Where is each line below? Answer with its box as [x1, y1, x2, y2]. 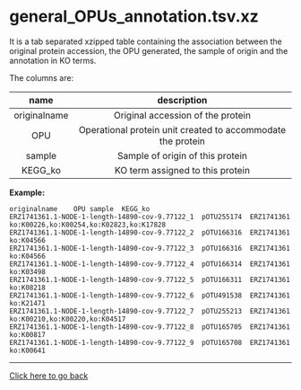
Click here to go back [9, 370, 89, 381]
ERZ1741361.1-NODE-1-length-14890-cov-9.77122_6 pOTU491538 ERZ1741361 [9, 290, 291, 300]
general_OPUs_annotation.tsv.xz [9, 6, 260, 27]
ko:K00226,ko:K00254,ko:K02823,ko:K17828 [9, 220, 167, 229]
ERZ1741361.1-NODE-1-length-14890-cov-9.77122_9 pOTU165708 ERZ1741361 [9, 338, 291, 347]
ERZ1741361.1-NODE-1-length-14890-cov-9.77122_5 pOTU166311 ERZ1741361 [9, 275, 291, 284]
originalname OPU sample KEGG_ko [9, 204, 150, 213]
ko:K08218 [9, 283, 47, 292]
